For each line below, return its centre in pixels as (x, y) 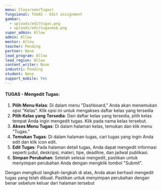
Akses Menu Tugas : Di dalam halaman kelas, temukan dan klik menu (82, 126)
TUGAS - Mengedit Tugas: (32, 94)
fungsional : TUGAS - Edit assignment (44, 14)
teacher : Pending (23, 46)
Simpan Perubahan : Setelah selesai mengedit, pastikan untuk (75, 157)
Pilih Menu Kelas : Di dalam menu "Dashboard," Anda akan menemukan (85, 105)
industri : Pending (24, 70)
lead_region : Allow (25, 60)
